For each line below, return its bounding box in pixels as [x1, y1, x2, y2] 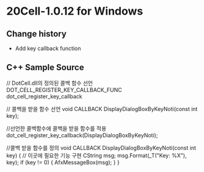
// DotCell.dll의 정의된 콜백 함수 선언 [6, 79, 93, 87]
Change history [6, 29, 67, 39]
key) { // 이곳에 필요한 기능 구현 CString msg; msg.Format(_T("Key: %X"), [6, 151, 187, 159]
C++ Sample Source [6, 62, 84, 73]
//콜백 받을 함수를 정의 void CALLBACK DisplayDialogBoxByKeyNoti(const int [6, 144, 197, 151]
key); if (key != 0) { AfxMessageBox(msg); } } [6, 159, 120, 166]
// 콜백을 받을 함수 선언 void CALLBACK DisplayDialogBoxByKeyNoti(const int [6, 105, 198, 112]
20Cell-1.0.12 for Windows [6, 4, 144, 18]
